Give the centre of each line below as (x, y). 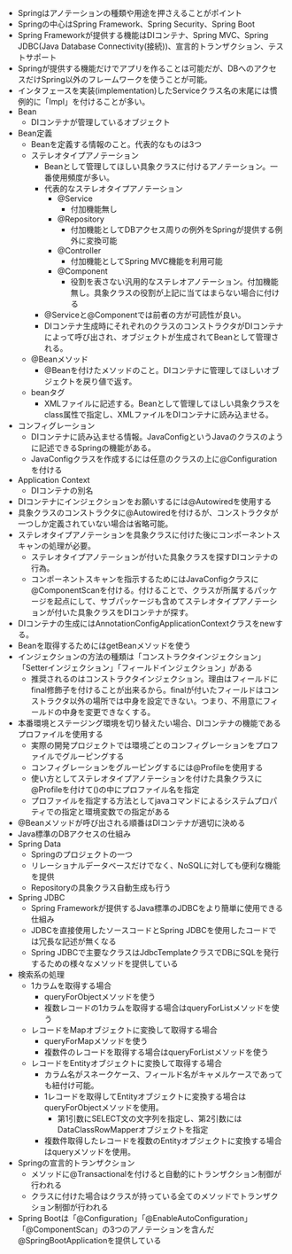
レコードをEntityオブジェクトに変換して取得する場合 (127, 1063)
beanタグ (48, 392)
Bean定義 (35, 133)
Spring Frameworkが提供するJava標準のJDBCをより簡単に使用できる (157, 908)
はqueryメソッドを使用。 (89, 1152)
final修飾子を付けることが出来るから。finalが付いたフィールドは (147, 690)
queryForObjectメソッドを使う (100, 997)
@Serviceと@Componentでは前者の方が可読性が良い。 (145, 315)
